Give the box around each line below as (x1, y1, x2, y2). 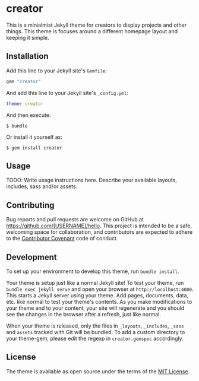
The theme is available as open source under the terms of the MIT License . (6, 367, 190, 375)
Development (6, 252, 58, 262)
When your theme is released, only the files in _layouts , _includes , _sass (6, 322, 184, 329)
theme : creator (6, 100, 44, 107)
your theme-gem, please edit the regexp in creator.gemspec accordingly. (6, 335, 184, 342)
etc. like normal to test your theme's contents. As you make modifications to (6, 298, 192, 305)
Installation (6, 51, 49, 61)
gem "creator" (6, 78, 42, 84)
